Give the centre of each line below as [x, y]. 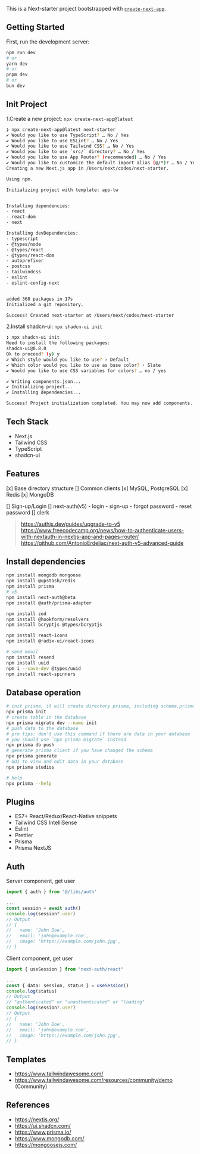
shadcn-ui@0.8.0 [26, 349]
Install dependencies [46, 562]
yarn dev [17, 64]
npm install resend [30, 657]
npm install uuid [28, 663]
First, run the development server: [48, 42]
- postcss [18, 266]
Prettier [24, 835]
